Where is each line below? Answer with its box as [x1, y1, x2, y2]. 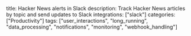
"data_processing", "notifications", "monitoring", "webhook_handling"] [6, 23, 177, 30]
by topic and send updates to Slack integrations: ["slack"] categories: [6, 11, 176, 18]
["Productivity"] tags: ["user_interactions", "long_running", [6, 17, 148, 24]
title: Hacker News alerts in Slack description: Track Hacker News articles [6, 5, 186, 12]
